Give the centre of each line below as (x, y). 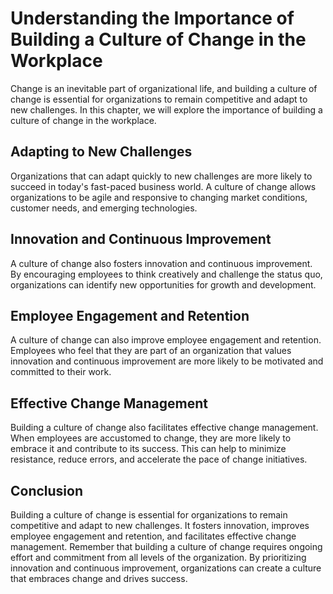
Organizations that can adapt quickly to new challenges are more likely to (161, 176)
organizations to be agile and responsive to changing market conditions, (159, 197)
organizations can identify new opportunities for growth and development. (163, 284)
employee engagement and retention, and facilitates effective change (153, 536)
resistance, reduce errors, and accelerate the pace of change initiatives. (159, 459)
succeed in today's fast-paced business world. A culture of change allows (163, 186)
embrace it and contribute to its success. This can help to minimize (148, 449)
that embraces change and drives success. (99, 578)
